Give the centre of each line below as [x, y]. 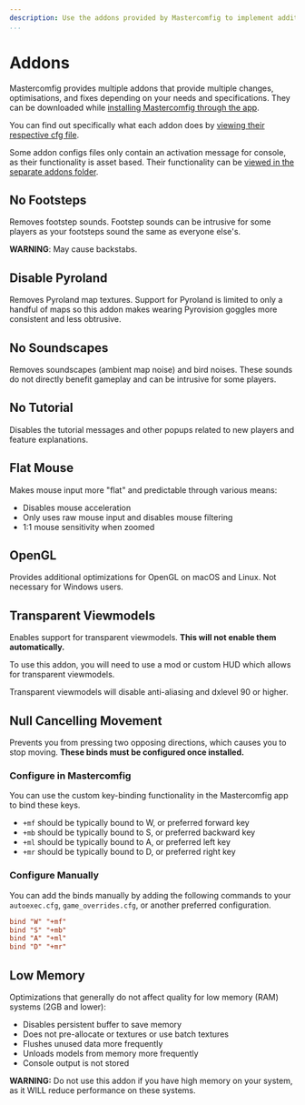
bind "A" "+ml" [38, 939]
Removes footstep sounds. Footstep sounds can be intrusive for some [140, 222]
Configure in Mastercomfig [70, 776]
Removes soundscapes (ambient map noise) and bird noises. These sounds [151, 370]
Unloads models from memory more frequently [110, 1053]
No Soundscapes [59, 348]
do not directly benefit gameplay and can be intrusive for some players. [143, 379]
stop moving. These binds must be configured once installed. [127, 752]
